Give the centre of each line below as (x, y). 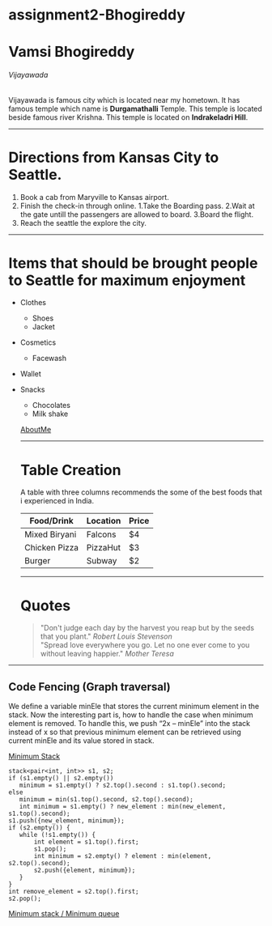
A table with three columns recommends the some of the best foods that (141, 492)
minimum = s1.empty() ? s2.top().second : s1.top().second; (123, 786)
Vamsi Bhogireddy (72, 52)
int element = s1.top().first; (86, 842)
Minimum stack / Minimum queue (64, 914)
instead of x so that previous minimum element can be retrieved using (125, 732)
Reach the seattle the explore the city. (83, 223)
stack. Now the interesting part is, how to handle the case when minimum (131, 715)
